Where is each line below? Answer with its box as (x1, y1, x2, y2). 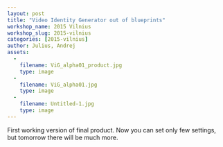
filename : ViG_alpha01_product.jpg (19, 62, 123, 69)
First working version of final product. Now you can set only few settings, (7, 126, 217, 134)
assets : (7, 49, 30, 56)
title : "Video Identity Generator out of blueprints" (7, 17, 166, 24)
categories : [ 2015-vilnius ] (7, 36, 89, 43)
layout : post (7, 10, 45, 17)
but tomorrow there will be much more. (7, 133, 118, 141)
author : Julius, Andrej (7, 42, 76, 49)
